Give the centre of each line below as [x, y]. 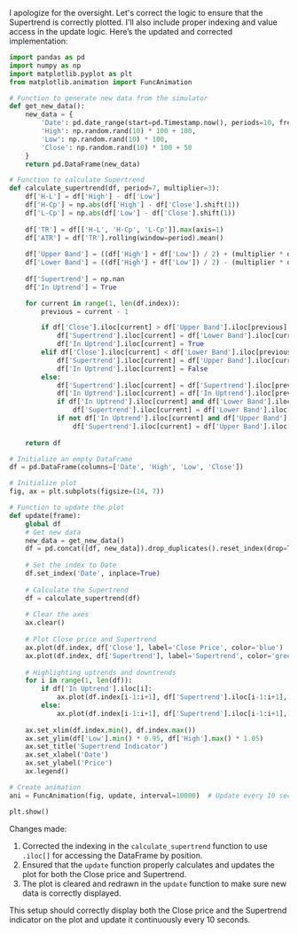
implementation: [39, 41]
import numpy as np [45, 66]
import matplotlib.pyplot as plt [71, 74]
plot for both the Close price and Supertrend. [104, 874]
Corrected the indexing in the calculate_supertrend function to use [145, 845]
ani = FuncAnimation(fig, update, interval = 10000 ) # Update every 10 [142, 796]
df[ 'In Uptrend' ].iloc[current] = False [132, 369]
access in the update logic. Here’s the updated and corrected [121, 31]
